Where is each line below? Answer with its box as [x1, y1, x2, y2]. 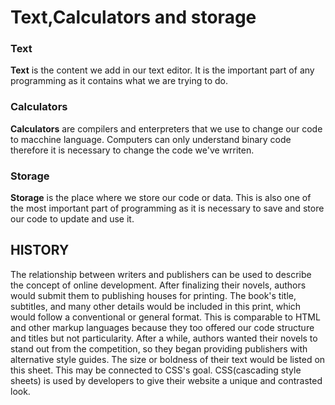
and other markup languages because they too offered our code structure [10, 321, 315, 333]
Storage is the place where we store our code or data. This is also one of [10, 192, 312, 204]
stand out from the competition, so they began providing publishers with [10, 342, 308, 355]
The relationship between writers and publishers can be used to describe [10, 268, 312, 280]
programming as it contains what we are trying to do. [10, 75, 229, 87]
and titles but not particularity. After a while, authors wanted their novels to [10, 332, 318, 344]
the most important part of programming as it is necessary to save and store [10, 202, 325, 215]
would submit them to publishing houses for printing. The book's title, [10, 289, 297, 301]
